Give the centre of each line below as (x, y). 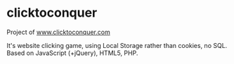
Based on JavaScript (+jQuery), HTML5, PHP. (72, 53)
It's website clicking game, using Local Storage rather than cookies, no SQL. (117, 45)
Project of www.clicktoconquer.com (58, 32)
